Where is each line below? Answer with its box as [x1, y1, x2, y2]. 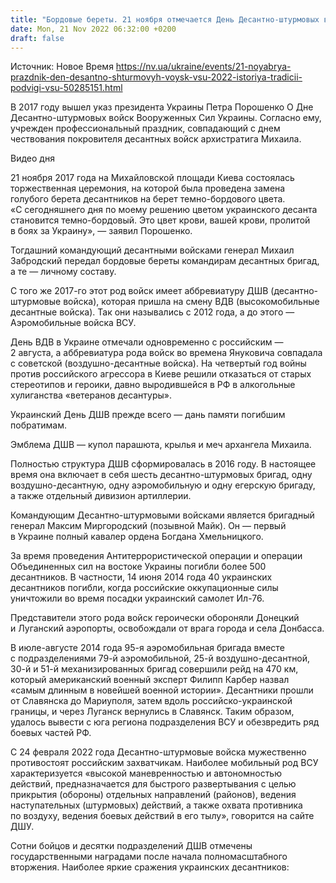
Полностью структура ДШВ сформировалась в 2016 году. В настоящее [10, 458, 317, 470]
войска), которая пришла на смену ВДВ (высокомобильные [63, 296, 320, 308]
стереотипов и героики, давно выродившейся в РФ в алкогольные [10, 379, 296, 391]
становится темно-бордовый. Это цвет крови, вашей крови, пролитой [10, 214, 311, 226]
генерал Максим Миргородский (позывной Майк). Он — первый [10, 520, 287, 532]
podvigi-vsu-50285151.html [10, 82, 123, 94]
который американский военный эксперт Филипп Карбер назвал [10, 674, 290, 686]
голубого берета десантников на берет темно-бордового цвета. [10, 193, 286, 205]
